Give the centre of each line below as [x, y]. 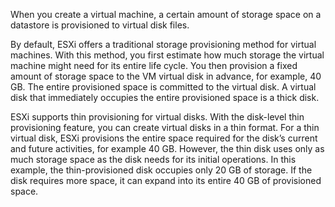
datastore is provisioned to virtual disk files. [100, 25]
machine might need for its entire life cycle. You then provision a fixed [154, 65]
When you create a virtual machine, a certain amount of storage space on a [166, 14]
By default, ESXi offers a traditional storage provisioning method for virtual [163, 44]
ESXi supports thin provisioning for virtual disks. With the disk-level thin [157, 117]
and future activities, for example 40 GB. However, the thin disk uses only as [167, 148]
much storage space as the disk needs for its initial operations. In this [153, 159]
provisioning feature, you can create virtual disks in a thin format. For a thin [165, 127]
